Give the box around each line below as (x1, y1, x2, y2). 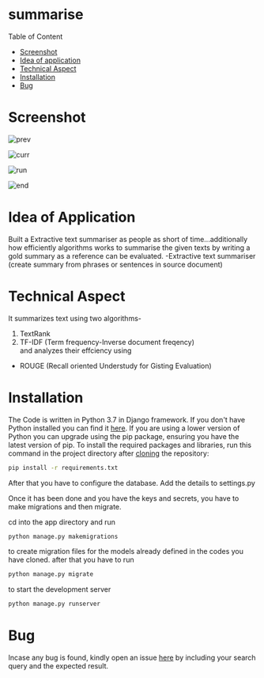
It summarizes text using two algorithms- (8, 313, 142, 323)
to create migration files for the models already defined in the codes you (8, 547, 243, 556)
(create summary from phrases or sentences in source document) (8, 259, 223, 269)
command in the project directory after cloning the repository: (8, 449, 209, 458)
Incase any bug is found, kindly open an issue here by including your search (8, 653, 256, 662)
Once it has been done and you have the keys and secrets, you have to (8, 493, 239, 503)
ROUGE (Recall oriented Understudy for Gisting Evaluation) (19, 361, 212, 370)
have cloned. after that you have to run (8, 555, 134, 565)
